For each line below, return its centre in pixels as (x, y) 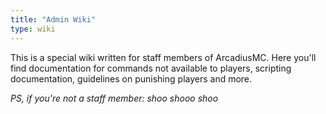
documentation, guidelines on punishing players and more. (131, 78)
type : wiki (33, 29)
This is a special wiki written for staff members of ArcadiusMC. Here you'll (163, 57)
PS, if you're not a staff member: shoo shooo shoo (114, 98)
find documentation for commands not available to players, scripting (151, 68)
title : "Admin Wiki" (53, 19)
